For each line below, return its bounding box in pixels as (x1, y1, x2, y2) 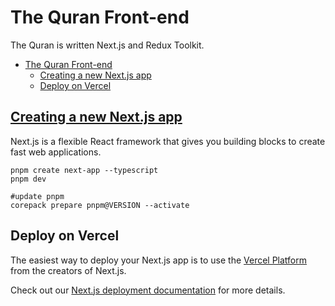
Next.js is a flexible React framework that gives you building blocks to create (10, 135, 326, 147)
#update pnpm (10, 191, 65, 201)
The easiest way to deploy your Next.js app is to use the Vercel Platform (10, 254, 308, 266)
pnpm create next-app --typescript (10, 165, 159, 175)
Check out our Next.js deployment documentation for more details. (10, 284, 286, 296)
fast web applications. (10, 146, 102, 158)
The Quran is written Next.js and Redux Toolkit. (10, 39, 205, 51)
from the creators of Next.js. (10, 264, 127, 276)
